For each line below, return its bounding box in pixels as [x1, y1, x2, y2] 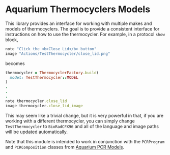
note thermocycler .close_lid [5, 98, 67, 104]
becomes [5, 60, 25, 67]
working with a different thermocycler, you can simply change [5, 118, 135, 124]
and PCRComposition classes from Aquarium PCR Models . [5, 144, 125, 150]
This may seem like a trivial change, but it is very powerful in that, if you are [5, 112, 164, 118]
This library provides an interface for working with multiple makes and [5, 20, 152, 26]
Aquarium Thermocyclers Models [5, 4, 151, 15]
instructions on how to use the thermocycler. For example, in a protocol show [5, 31, 165, 37]
